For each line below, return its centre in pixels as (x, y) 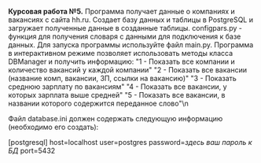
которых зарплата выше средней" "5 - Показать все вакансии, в (117, 95)
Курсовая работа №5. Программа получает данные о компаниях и (122, 11)
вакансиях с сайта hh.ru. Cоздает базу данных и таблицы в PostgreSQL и (131, 20)
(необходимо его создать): (53, 127)
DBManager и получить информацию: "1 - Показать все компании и (122, 61)
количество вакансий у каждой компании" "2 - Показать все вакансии (128, 70)
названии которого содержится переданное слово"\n (98, 103)
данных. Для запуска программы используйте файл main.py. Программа (131, 45)
